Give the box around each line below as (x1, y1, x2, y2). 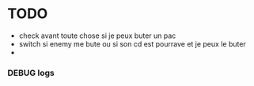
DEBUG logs (7, 67, 55, 78)
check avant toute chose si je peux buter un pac (18, 31, 176, 40)
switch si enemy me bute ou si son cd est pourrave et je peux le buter (18, 39, 246, 48)
